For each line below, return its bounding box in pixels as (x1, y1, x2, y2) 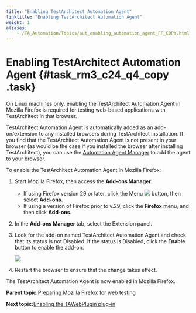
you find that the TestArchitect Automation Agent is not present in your (6, 136, 177, 144)
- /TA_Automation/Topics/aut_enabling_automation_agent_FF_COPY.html (16, 31, 190, 36)
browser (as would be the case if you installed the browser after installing (6, 143, 183, 150)
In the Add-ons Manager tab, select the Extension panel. (14, 220, 153, 227)
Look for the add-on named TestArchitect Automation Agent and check (14, 231, 186, 238)
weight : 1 (6, 19, 30, 25)
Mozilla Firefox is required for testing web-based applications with (6, 106, 166, 113)
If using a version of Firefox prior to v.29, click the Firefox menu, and (23, 203, 189, 210)
